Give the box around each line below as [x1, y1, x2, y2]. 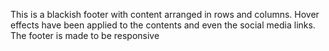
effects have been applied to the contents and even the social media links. [10, 19, 316, 31]
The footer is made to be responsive [10, 30, 160, 41]
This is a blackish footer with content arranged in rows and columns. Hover [10, 9, 320, 20]
